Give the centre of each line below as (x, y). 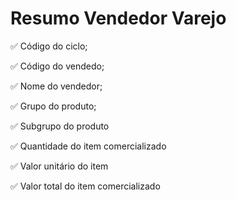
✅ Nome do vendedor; (56, 86)
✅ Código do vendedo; (57, 66)
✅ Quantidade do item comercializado (88, 146)
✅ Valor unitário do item (59, 166)
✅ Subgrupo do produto (60, 126)
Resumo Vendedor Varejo (118, 18)
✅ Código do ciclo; (49, 46)
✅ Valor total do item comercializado (85, 186)
